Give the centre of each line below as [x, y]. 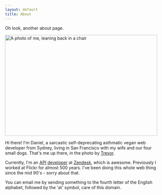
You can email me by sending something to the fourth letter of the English [79, 182]
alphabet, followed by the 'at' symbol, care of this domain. [63, 187]
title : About [18, 14]
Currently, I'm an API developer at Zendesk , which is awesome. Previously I [81, 162]
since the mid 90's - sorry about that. [43, 173]
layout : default [21, 10]
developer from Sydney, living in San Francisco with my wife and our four [78, 148]
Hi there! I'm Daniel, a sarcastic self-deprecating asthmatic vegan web [75, 142]
